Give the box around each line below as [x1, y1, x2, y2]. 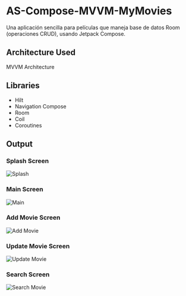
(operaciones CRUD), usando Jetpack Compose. [6, 30, 126, 37]
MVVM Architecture [6, 63, 55, 70]
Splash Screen [6, 157, 49, 165]
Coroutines [14, 121, 42, 129]
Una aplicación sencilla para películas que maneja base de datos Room [6, 24, 180, 31]
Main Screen [6, 185, 43, 194]
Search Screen [6, 270, 50, 279]
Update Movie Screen [6, 242, 70, 250]
